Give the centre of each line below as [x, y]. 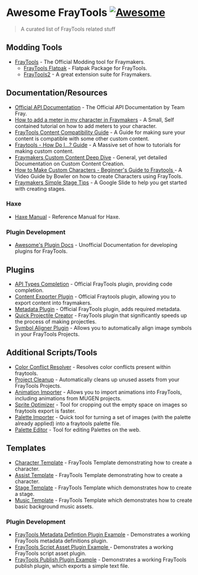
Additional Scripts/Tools [52, 353]
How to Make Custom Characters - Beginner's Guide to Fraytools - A [98, 170]
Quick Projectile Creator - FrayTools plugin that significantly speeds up [101, 315]
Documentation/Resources [57, 93]
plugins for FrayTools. [41, 251]
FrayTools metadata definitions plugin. [61, 541]
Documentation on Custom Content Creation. [70, 164]
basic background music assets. [54, 506]
